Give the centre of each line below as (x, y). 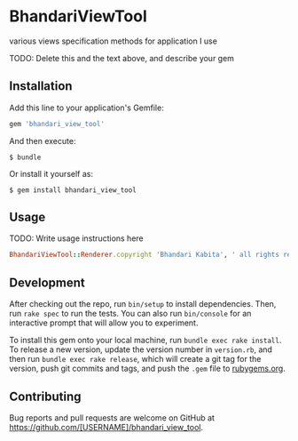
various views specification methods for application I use (113, 41)
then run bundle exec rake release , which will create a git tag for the (135, 359)
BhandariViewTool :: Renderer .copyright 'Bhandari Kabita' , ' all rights (144, 255)
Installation (41, 86)
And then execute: (43, 140)
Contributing (45, 396)
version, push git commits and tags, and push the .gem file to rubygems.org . (148, 369)
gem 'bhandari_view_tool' (57, 124)
